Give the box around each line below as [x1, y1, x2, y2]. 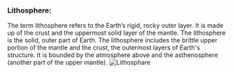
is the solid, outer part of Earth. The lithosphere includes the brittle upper [7, 36, 218, 44]
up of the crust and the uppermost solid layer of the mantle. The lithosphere [7, 29, 226, 37]
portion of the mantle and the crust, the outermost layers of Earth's [7, 44, 201, 52]
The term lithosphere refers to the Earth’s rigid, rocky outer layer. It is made [7, 22, 224, 30]
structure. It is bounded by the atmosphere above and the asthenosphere [7, 51, 218, 59]
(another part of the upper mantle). [7, 58, 108, 67]
